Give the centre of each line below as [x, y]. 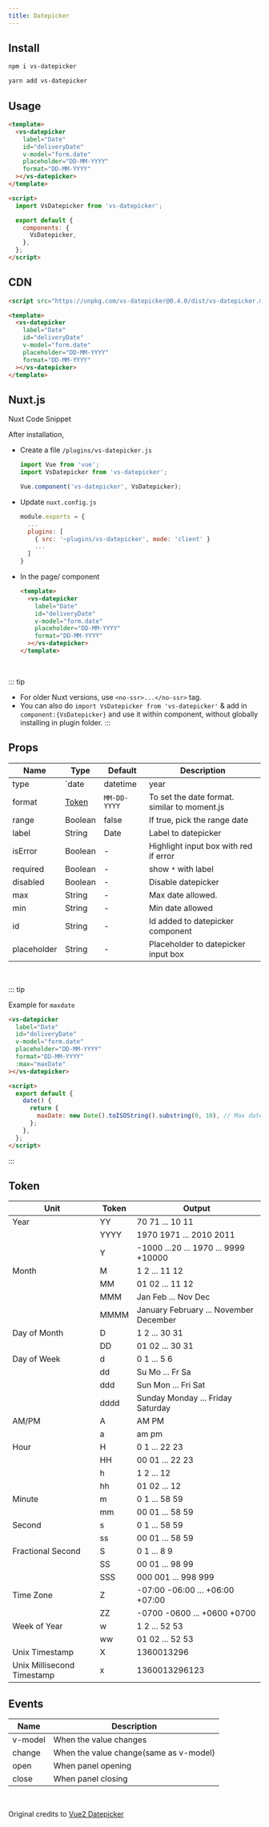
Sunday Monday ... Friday [184, 1398]
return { [44, 1108]
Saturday [153, 1408]
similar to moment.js [187, 807]
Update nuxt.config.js [58, 502]
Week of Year [38, 1626]
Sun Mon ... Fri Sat [171, 1385]
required [28, 869]
